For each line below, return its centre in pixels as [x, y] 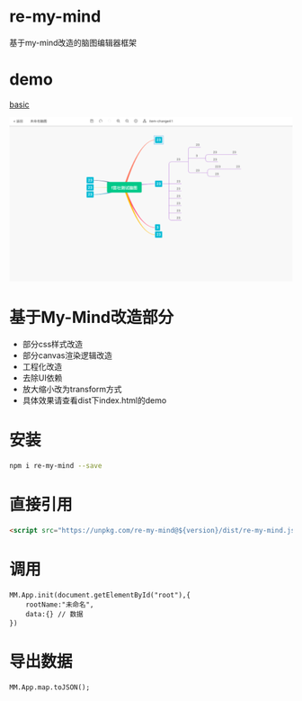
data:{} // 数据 [54, 614]
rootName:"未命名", [60, 605]
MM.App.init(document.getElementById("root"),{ [100, 595]
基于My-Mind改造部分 [91, 318]
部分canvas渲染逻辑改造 [67, 355]
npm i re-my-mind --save [56, 466]
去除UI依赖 [42, 378]
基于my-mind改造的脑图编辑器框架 [73, 42]
